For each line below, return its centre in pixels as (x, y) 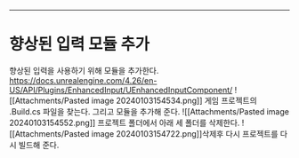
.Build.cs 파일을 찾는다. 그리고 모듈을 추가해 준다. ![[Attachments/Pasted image (149, 111)
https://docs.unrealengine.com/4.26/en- (83, 80)
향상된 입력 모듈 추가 (79, 44)
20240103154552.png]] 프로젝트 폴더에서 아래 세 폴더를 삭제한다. (125, 122)
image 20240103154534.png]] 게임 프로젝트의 (174, 100)
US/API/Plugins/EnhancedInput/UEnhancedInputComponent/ (121, 90)
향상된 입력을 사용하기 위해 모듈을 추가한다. (84, 70)
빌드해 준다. (39, 145)
